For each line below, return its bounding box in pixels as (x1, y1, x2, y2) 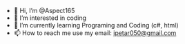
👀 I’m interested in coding (13, 14, 87, 22)
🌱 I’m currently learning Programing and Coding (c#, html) (13, 21, 179, 29)
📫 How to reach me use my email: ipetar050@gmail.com (13, 29, 177, 37)
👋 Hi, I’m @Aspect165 (13, 7, 75, 14)
